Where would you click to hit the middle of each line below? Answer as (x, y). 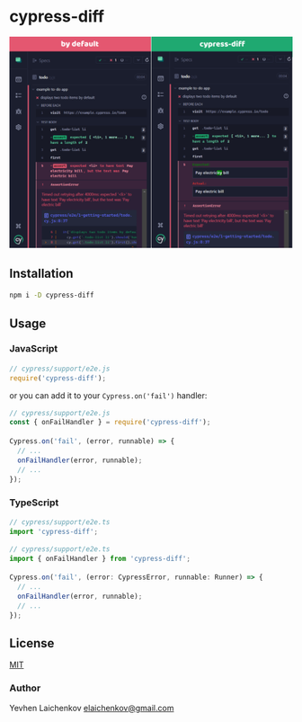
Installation (41, 273)
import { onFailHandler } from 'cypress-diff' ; (100, 558)
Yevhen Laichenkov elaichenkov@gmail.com (92, 708)
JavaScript (34, 349)
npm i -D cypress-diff (52, 295)
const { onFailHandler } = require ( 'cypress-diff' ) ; (110, 423)
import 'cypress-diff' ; (54, 531)
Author (25, 688)
